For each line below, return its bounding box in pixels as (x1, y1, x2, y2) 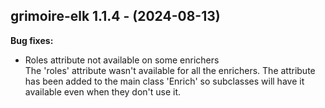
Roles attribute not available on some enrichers (24, 54, 220, 66)
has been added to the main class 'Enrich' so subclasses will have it (24, 75, 305, 87)
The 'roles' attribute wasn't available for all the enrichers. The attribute (24, 64, 316, 76)
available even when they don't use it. (24, 85, 182, 98)
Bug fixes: (10, 34, 54, 46)
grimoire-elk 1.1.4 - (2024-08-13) (10, 8, 221, 25)
